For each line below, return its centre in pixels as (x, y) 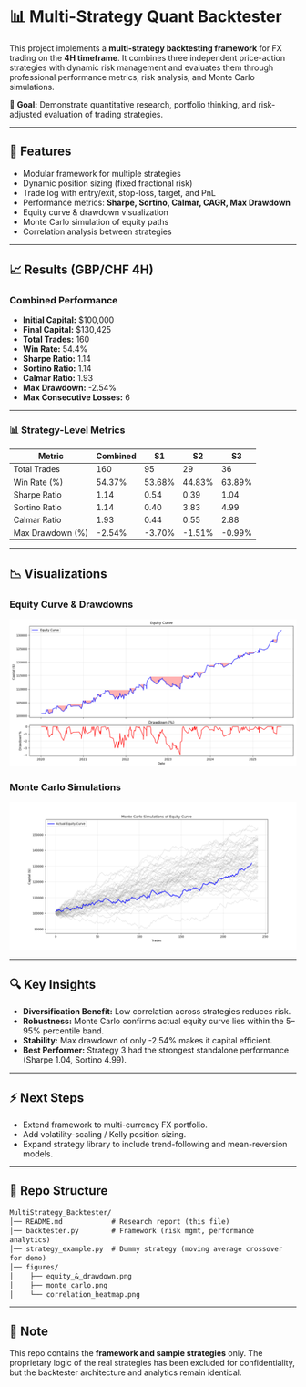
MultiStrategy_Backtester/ (61, 1213)
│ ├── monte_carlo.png (58, 1286)
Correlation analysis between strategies (97, 231)
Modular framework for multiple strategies (102, 173)
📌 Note (29, 1331)
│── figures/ (34, 1268)
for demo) (28, 1259)
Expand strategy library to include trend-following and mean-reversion (155, 1144)
